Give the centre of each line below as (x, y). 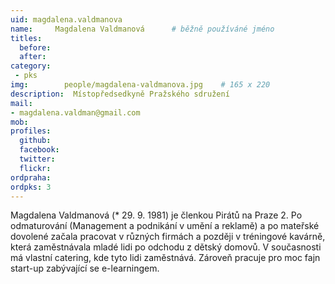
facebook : (39, 150)
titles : (26, 38)
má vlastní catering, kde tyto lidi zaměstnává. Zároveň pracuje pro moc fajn (165, 258)
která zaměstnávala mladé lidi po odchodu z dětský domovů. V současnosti (166, 247)
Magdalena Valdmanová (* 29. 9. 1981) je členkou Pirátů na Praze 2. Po (156, 215)
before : (35, 47)
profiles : (31, 131)
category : (31, 66)
